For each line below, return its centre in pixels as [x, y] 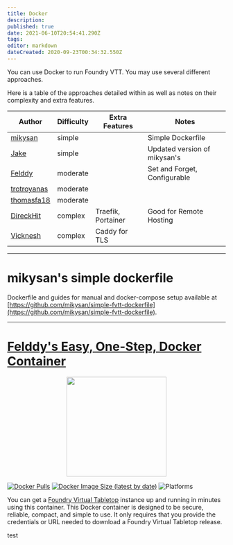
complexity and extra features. [51, 100]
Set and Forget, [173, 168]
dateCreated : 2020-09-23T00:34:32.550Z [65, 53]
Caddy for [112, 231]
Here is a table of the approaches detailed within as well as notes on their [112, 93]
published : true [31, 26]
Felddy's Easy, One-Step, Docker [104, 347]
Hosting [161, 220]
